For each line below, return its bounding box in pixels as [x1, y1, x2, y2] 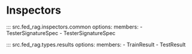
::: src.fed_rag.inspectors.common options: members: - [6, 23, 143, 30]
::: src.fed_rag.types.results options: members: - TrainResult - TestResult [6, 41, 186, 48]
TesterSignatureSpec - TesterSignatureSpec [6, 29, 116, 36]
